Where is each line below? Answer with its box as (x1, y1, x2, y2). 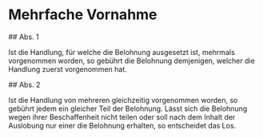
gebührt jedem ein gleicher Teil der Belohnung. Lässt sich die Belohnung (8, 104, 248, 113)
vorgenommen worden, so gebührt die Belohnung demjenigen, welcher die (8, 56, 256, 65)
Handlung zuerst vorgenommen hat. (8, 64, 128, 73)
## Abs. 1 (8, 32, 39, 41)
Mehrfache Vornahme (8, 6, 157, 24)
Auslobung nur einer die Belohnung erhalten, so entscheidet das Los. (8, 120, 237, 130)
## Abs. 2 (8, 80, 41, 89)
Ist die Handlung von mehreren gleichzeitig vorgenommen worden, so (8, 95, 238, 104)
